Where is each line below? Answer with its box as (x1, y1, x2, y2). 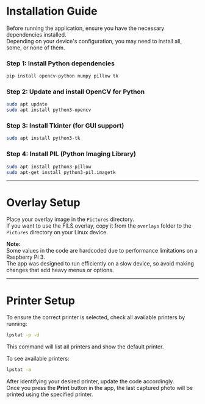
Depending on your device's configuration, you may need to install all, (6, 37, 182, 45)
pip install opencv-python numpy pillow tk (6, 73, 119, 79)
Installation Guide (6, 4, 98, 18)
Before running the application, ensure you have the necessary (6, 24, 165, 32)
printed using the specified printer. (6, 391, 93, 398)
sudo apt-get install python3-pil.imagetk (6, 169, 116, 175)
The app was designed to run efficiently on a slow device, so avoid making (6, 260, 194, 267)
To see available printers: (6, 355, 70, 363)
